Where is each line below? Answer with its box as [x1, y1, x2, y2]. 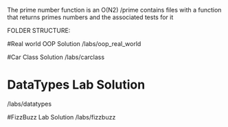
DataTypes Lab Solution [7, 77, 146, 93]
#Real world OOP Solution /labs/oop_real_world [7, 40, 141, 47]
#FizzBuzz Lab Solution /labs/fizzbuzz [7, 113, 116, 121]
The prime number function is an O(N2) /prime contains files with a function [7, 6, 222, 14]
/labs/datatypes [7, 100, 52, 108]
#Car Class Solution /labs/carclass [7, 53, 105, 61]
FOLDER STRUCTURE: [7, 27, 71, 34]
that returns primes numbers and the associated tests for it [7, 13, 174, 21]
